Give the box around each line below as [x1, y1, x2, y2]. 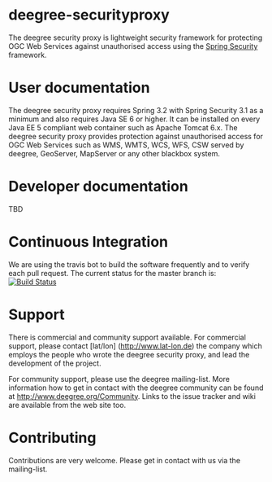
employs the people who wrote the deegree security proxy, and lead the [8, 349, 250, 359]
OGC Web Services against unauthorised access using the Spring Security [8, 41, 258, 50]
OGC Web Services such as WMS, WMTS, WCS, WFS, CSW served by [8, 140, 244, 150]
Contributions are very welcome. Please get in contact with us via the [8, 455, 241, 465]
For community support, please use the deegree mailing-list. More [8, 374, 230, 383]
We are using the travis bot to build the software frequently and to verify [8, 259, 250, 269]
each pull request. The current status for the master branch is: [8, 268, 217, 278]
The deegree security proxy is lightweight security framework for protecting [8, 33, 263, 42]
